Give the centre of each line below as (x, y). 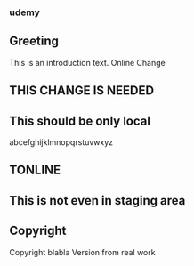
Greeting (34, 41)
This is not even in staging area (97, 201)
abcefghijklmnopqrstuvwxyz (61, 142)
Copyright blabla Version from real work (82, 252)
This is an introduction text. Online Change (88, 62)
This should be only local (80, 121)
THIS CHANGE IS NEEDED (81, 91)
